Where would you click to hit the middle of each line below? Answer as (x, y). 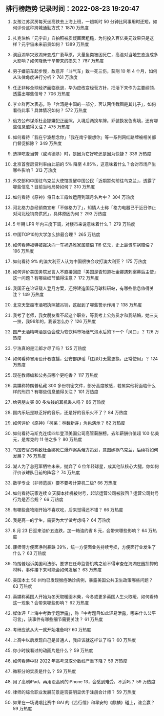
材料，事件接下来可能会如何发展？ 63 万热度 (57, 570)
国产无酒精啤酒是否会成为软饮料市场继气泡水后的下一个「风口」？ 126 (83, 331)
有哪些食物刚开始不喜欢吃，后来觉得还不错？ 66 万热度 (68, 509)
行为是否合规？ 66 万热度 (38, 499)
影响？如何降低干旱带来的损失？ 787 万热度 (60, 61)
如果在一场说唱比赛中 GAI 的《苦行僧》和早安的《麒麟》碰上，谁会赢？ (84, 702)
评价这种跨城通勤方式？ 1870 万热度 (53, 27)
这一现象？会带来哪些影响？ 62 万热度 (51, 602)
